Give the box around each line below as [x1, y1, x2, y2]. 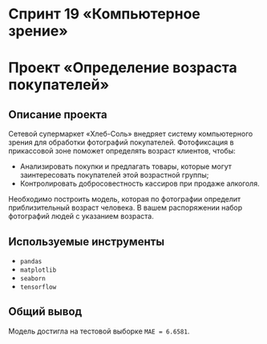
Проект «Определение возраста [8, 59, 238, 77]
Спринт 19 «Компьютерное [8, 5, 200, 23]
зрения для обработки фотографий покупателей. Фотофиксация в [8, 137, 234, 147]
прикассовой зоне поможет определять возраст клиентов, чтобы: [8, 146, 236, 156]
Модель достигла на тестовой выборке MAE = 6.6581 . [8, 326, 190, 336]
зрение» [8, 22, 68, 40]
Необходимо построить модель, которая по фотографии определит [8, 195, 241, 204]
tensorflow [19, 283, 57, 291]
